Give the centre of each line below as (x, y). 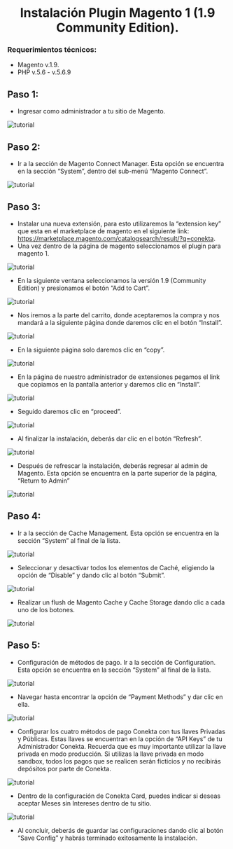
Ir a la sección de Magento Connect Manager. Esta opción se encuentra (121, 164)
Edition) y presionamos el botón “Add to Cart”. (84, 288)
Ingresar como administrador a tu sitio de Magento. (91, 111)
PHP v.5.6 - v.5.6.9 (44, 72)
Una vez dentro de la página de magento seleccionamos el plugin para (119, 246)
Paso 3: (24, 207)
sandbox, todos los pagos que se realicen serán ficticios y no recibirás (119, 761)
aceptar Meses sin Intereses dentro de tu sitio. (84, 803)
